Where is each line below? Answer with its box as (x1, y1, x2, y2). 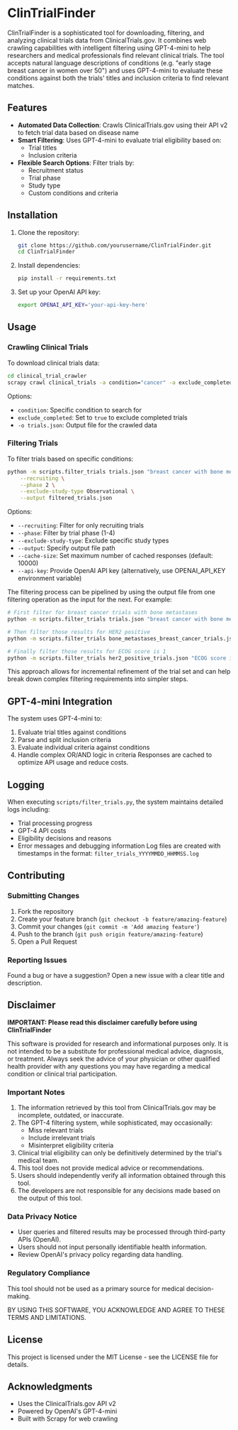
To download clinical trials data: (7, 359, 100, 367)
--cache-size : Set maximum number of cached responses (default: (17, 552, 214, 560)
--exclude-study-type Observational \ (20, 488, 135, 495)
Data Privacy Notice (7, 1212, 78, 1222)
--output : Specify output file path (17, 544, 115, 552)
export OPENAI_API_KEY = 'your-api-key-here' (17, 302, 149, 309)
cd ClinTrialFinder (17, 249, 76, 256)
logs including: (7, 805, 50, 814)
